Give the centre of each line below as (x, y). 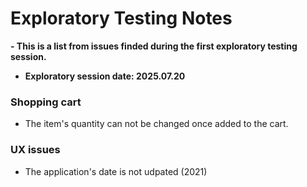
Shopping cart (46, 102)
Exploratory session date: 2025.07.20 (105, 76)
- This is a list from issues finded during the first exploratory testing (154, 46)
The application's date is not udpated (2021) (116, 171)
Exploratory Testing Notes (121, 18)
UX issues (35, 150)
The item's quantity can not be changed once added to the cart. (156, 124)
